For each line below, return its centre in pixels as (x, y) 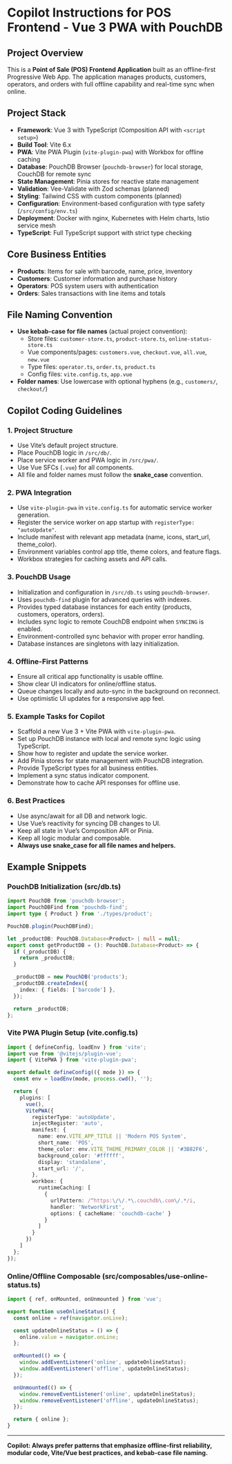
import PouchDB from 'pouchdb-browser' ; (66, 901)
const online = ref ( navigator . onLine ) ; (71, 1318)
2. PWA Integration (39, 493)
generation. (33, 515)
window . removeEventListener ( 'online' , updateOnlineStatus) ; (108, 1394)
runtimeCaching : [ (64, 1188)
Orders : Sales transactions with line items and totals (91, 293)
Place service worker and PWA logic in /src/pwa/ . (88, 460)
